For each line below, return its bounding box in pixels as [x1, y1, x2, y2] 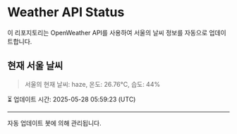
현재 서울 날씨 [7, 60, 63, 72]
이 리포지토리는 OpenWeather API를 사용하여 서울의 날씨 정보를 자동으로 [7, 28, 208, 37]
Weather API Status [7, 4, 125, 20]
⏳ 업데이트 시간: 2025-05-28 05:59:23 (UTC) [7, 95, 136, 103]
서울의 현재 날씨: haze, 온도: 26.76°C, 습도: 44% [24, 80, 161, 88]
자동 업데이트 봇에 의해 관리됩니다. [7, 118, 102, 127]
